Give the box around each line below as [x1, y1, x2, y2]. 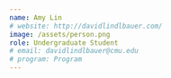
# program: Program [9, 55, 83, 64]
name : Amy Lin [9, 13, 63, 22]
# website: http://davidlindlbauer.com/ [9, 22, 164, 30]
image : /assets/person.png [9, 30, 111, 39]
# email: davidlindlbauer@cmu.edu [9, 47, 139, 56]
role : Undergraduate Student [9, 38, 119, 48]
